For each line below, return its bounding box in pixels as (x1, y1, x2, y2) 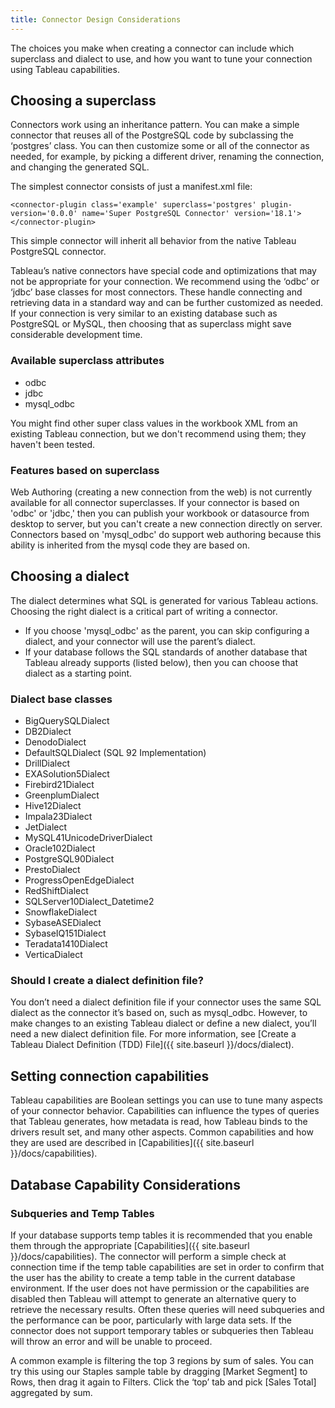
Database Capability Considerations (10, 1176, 241, 1193)
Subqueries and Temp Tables (10, 1206, 155, 1220)
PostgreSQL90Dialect (24, 853, 115, 865)
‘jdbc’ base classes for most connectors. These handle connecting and (10, 286, 303, 298)
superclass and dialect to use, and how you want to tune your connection (10, 52, 313, 65)
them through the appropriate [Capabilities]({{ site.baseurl (10, 1239, 250, 1251)
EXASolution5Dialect (24, 768, 110, 780)
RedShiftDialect (24, 885, 89, 897)
